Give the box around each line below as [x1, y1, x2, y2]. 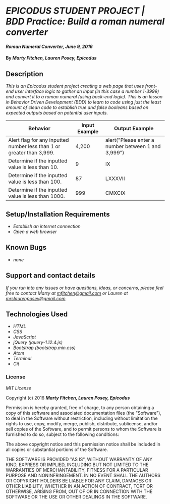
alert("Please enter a [105, 137, 154, 144]
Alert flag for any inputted [8, 137, 69, 144]
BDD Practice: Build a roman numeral [6, 16, 165, 27]
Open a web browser [13, 229, 57, 235]
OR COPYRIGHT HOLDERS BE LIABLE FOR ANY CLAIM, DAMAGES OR [6, 477, 152, 484]
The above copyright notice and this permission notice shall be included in [6, 441, 160, 447]
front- [145, 83, 157, 89]
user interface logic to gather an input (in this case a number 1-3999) [15, 88, 159, 94]
